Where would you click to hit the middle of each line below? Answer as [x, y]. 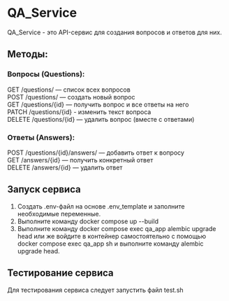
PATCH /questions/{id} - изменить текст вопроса [79, 112]
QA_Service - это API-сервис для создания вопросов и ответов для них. [114, 32]
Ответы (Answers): [41, 137]
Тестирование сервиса [60, 273]
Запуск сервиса [44, 189]
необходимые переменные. [59, 213]
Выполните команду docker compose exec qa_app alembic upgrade [117, 228]
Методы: [28, 54]
